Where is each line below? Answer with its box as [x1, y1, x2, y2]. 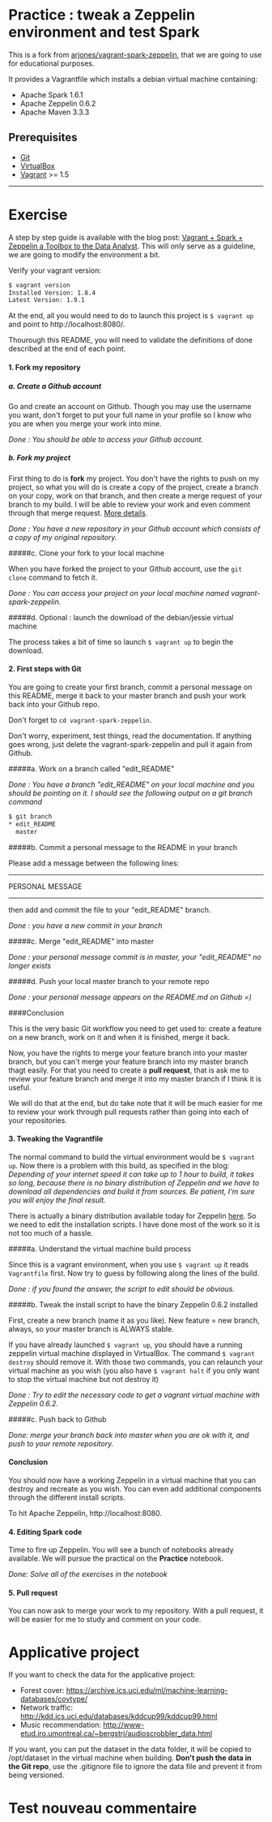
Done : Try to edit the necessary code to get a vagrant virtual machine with [8, 1390, 261, 1400]
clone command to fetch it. [8, 572, 98, 582]
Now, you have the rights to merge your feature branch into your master [8, 1047, 249, 1057]
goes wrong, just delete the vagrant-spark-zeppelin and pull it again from [8, 740, 253, 749]
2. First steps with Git [8, 664, 82, 674]
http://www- [103, 1720, 144, 1730]
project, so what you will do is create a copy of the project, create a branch [8, 481, 259, 492]
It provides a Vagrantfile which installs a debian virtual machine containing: [8, 74, 258, 84]
